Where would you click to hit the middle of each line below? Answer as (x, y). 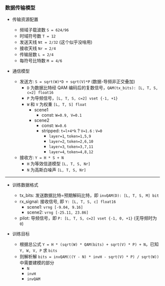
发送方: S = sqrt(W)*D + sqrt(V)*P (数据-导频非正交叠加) (77, 82)
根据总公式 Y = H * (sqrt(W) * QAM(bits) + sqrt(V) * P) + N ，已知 (89, 244)
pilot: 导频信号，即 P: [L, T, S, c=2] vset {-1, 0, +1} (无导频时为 (88, 218)
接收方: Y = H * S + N (41, 158)
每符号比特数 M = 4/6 (41, 61)
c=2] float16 (40, 93)
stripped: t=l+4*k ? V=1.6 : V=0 (72, 131)
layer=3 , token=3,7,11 (71, 147)
